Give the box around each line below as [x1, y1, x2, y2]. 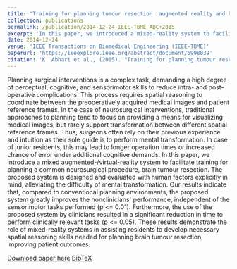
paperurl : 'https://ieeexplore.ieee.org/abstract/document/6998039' [7, 50, 213, 57]
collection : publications [7, 17, 83, 24]
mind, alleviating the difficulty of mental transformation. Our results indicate [7, 180, 227, 189]
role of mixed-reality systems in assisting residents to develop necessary [7, 225, 220, 233]
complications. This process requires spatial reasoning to [36, 90, 203, 99]
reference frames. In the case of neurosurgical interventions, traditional [7, 105, 215, 113]
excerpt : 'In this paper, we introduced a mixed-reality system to [7, 30, 210, 37]
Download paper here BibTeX [7, 254, 92, 262]
